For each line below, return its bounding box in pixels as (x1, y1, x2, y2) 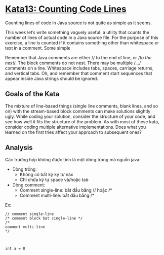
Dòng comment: (12, 182, 45, 188)
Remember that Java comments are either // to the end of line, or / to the (5, 54, 152, 60)
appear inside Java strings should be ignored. (5, 75, 99, 81)
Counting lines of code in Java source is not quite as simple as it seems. (5, 20, 152, 26)
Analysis (5, 144, 33, 152)
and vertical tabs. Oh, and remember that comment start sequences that (5, 70, 152, 76)
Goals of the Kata (5, 90, 60, 98)
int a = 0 (5, 246, 26, 251)
